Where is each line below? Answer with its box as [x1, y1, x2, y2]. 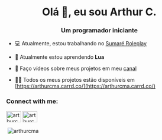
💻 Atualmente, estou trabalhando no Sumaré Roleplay [14, 40, 147, 47]
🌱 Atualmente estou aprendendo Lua [14, 54, 105, 61]
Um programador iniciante [61, 26, 138, 35]
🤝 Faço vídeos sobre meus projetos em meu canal [14, 65, 137, 72]
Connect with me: [6, 97, 59, 105]
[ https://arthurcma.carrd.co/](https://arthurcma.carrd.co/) [14, 82, 155, 90]
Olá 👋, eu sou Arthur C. [42, 5, 157, 19]
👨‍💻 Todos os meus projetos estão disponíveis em [14, 76, 135, 84]
